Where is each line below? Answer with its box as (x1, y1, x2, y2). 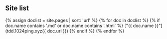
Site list (5, 4, 29, 12)
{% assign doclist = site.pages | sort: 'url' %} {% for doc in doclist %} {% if (5, 17, 160, 23)
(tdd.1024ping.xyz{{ (5, 27, 46, 34)
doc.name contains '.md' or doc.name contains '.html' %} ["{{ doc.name (5, 22, 154, 28)
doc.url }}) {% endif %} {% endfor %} (47, 27, 125, 34)
